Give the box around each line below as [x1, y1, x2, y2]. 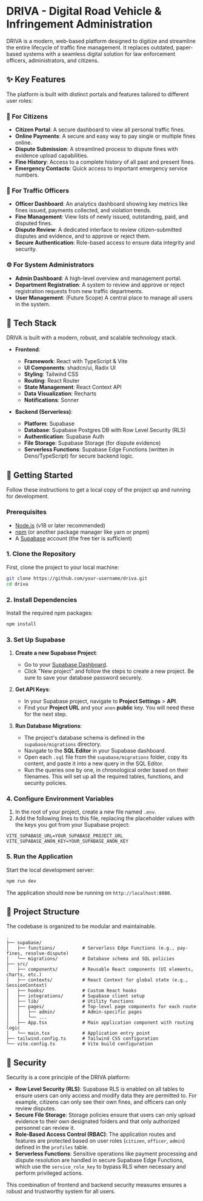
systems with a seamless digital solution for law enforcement [23, 50, 176, 57]
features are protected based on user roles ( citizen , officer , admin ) [15, 1137, 185, 1144]
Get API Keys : [15, 686, 50, 693]
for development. [6, 493, 50, 500]
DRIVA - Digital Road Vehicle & [6, 4, 162, 18]
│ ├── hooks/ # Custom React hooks [6, 987, 137, 994]
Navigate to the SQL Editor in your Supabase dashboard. [24, 747, 167, 754]
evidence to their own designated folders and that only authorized [15, 1118, 180, 1125]
